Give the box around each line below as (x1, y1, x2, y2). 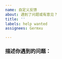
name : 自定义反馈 (5, 7, 37, 12)
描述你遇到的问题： (5, 48, 51, 55)
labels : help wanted (5, 21, 48, 26)
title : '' (5, 16, 26, 21)
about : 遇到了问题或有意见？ (5, 12, 58, 17)
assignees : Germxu (5, 26, 43, 31)
